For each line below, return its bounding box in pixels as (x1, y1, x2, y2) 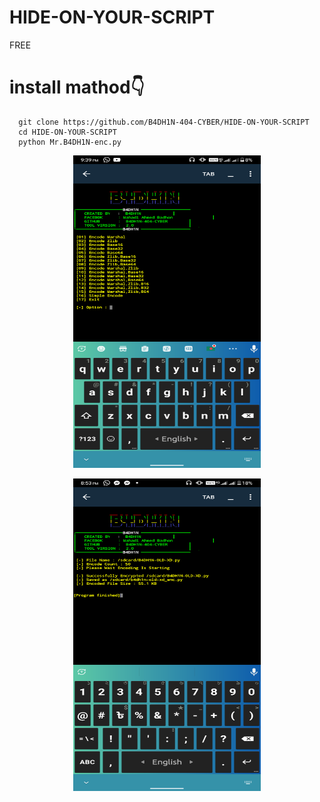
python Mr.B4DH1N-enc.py (18, 137, 122, 147)
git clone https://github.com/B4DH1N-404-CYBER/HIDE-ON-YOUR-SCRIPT (18, 117, 310, 127)
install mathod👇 (9, 76, 145, 99)
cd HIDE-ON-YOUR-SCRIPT (18, 127, 117, 137)
